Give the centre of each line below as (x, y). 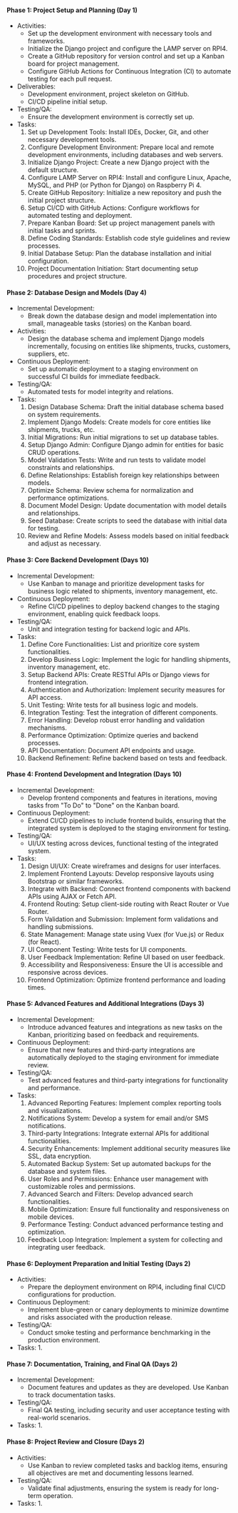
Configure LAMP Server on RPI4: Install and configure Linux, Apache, (129, 178)
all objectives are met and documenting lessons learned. (110, 1473)
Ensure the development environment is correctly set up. (111, 117)
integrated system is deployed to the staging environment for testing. (129, 828)
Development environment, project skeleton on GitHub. (108, 94)
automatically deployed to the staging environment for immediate (123, 1057)
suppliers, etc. (48, 354)
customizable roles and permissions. (82, 1187)
